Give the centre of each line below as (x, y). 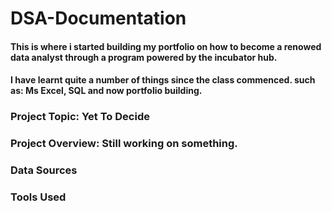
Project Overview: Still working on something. (124, 144)
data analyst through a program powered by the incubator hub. (144, 57)
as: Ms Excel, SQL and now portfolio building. (106, 91)
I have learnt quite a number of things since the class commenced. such (163, 80)
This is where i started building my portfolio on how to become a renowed (166, 46)
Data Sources (44, 170)
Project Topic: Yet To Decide (80, 117)
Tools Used (38, 197)
